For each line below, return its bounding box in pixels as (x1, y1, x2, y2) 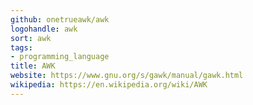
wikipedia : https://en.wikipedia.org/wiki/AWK (10, 80, 208, 90)
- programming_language (10, 52, 110, 62)
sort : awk (10, 33, 52, 43)
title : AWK (10, 61, 56, 71)
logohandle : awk (10, 24, 78, 34)
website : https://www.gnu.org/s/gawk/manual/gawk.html (10, 71, 244, 81)
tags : (10, 42, 33, 53)
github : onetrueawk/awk (10, 14, 110, 25)
